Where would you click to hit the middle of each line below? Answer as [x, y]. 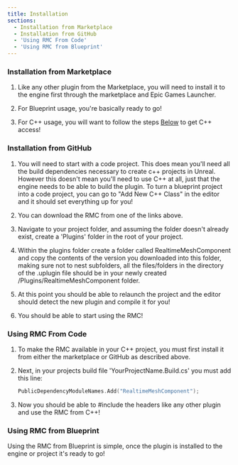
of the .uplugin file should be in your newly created [92, 273]
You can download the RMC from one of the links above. [100, 215]
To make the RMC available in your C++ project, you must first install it [120, 349]
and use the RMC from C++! [59, 412]
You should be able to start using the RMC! [80, 315]
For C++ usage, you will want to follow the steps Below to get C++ [115, 122]
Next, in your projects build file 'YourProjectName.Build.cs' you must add [124, 371]
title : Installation [38, 14]
